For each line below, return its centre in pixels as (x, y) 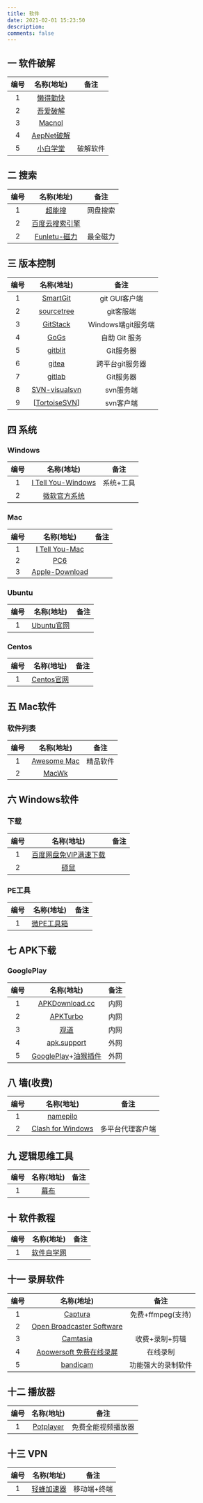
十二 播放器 (31, 1392)
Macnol (51, 123)
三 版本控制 (31, 263)
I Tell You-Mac (60, 549)
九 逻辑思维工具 (40, 1156)
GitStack (57, 324)
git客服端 (122, 311)
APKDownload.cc (66, 1003)
